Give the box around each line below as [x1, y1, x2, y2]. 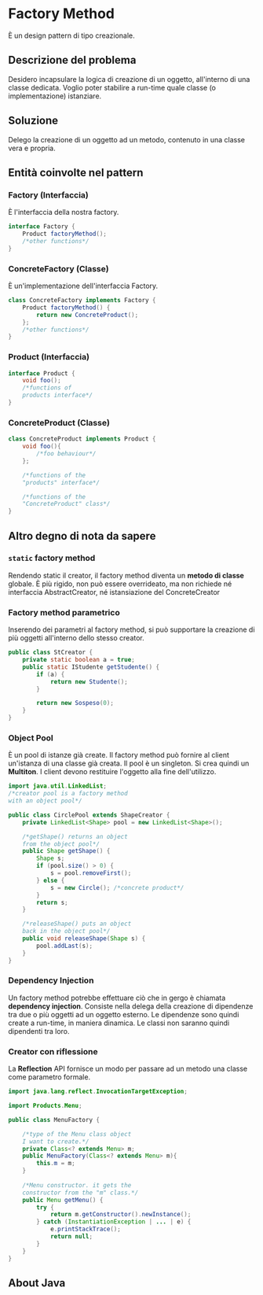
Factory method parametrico [8, 607, 120, 618]
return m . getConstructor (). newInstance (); [49, 1211, 192, 1219]
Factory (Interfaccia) [8, 190, 89, 201]
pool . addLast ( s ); [36, 942, 93, 950]
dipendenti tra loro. [8, 1026, 70, 1035]
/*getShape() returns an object [22, 832, 128, 840]
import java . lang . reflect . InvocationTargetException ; [8, 1087, 188, 1096]
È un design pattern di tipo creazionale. [8, 31, 135, 40]
